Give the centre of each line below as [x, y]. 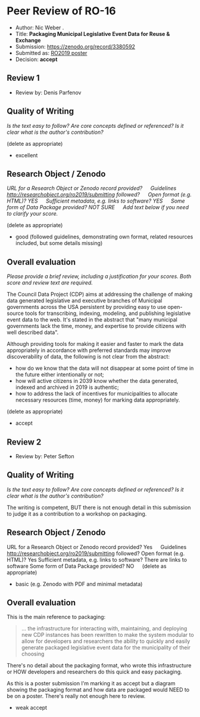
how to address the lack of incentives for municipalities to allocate [96, 394]
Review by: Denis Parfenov [48, 92]
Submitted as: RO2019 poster [51, 53]
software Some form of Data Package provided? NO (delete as [87, 566]
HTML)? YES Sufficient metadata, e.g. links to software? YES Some [96, 201]
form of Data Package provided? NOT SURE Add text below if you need [98, 207]
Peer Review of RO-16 [61, 11]
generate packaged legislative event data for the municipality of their [106, 648]
